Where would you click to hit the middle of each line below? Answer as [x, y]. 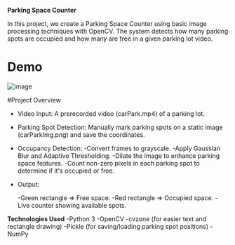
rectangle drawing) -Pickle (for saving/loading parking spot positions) [108, 226]
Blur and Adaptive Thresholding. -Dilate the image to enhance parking [119, 155]
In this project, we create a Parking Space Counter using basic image [107, 24]
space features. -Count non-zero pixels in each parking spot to [108, 163]
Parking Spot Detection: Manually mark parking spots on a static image [120, 127]
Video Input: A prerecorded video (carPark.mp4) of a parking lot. [111, 113]
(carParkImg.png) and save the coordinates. [81, 134]
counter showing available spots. [79, 205]
